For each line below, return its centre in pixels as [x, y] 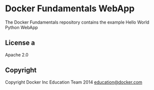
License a [20, 43]
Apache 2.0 [17, 55]
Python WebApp [22, 27]
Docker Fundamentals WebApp [70, 9]
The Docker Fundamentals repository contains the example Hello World [77, 22]
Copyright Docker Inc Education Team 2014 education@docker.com [74, 82]
